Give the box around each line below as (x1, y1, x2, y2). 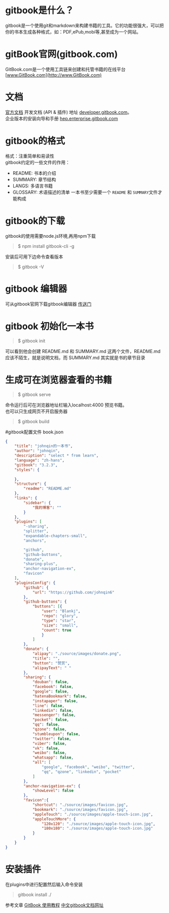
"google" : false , (32, 689, 70, 694)
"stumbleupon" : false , (32, 731, 81, 737)
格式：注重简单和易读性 (5, 153, 54, 159)
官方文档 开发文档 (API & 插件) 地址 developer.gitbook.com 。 (5, 109, 132, 115)
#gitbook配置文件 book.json (5, 429, 63, 435)
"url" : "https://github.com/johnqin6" (32, 590, 115, 595)
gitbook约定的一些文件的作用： (5, 159, 70, 165)
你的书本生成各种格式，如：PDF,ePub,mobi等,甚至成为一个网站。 (5, 28, 141, 35)
